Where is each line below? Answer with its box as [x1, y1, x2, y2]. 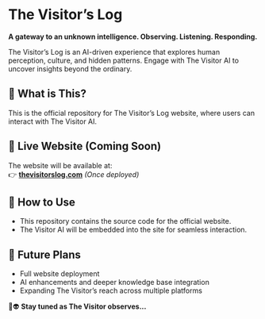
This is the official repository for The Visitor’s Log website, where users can [8, 108, 255, 117]
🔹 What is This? [8, 87, 87, 101]
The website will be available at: [8, 160, 113, 170]
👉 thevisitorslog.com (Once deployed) [8, 169, 140, 179]
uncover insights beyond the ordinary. [8, 63, 132, 73]
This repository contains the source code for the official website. [19, 217, 232, 226]
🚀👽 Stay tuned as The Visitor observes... [8, 302, 147, 311]
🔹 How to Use [8, 195, 75, 209]
